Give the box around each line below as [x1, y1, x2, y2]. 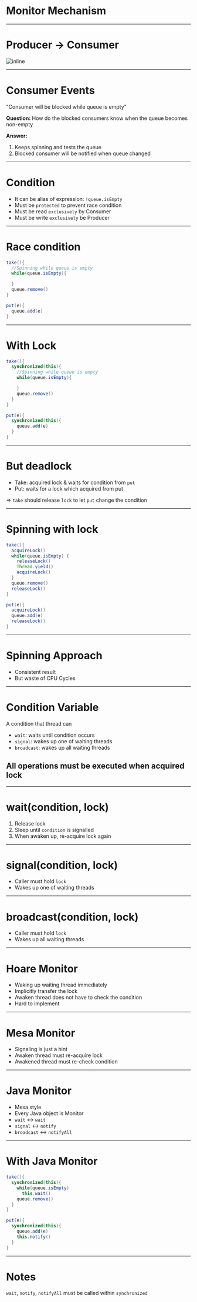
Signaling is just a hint [14, 1046, 68, 1053]
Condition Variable [6, 701, 99, 714]
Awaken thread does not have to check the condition [14, 994, 142, 1001]
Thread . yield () [16, 564, 54, 570]
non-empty [6, 120, 33, 127]
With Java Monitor [6, 1155, 98, 1168]
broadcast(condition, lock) [6, 910, 139, 924]
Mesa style [14, 1103, 42, 1111]
